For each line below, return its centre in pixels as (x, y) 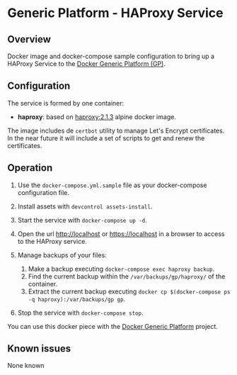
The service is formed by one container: (66, 103)
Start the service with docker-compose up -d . (82, 220)
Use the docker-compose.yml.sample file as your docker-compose (112, 185)
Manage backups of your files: (62, 255)
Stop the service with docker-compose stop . (80, 313)
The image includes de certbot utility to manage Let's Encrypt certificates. (116, 130)
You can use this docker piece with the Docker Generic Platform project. (112, 326)
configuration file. (43, 192)
